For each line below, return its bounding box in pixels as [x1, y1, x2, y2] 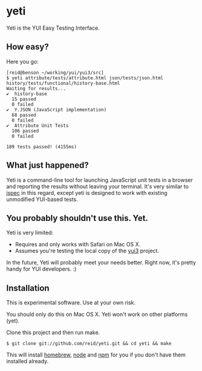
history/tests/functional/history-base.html [6, 80, 120, 86]
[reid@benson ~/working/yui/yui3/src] [6, 70, 104, 76]
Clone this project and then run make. [6, 329, 100, 337]
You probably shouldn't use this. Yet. [6, 213, 148, 223]
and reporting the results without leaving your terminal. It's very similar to [6, 183, 189, 190]
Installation [6, 283, 50, 293]
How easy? [6, 42, 50, 52]
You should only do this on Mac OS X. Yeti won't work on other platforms [6, 310, 188, 318]
